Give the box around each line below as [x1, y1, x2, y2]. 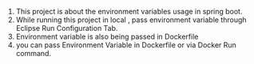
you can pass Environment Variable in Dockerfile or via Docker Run [15, 40, 237, 50]
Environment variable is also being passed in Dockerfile [15, 32, 199, 41]
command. [15, 49, 52, 58]
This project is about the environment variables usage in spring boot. [15, 7, 243, 16]
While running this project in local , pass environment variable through [15, 15, 247, 24]
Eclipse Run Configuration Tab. [15, 24, 118, 32]
